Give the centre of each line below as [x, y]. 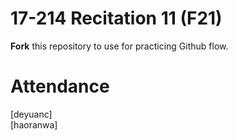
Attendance [60, 86]
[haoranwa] [34, 124]
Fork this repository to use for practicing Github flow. [119, 46]
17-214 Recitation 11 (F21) [116, 18]
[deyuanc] [31, 114]
